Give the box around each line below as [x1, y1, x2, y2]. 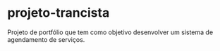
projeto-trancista [7, 5, 110, 21]
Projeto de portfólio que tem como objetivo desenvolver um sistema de [7, 28, 214, 36]
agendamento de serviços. [7, 35, 85, 43]
